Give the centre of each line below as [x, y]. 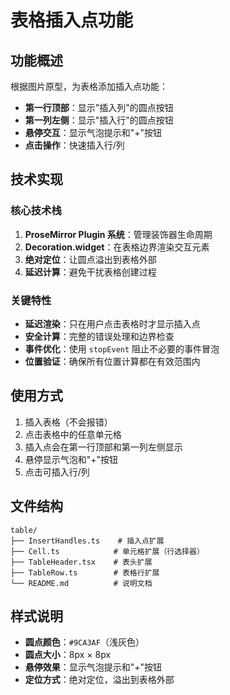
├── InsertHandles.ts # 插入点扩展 [87, 541]
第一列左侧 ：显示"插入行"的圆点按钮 [99, 120]
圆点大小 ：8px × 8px [68, 655]
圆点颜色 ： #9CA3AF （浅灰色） [84, 642]
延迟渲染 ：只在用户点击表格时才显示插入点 [112, 323]
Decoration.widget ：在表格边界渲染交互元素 [117, 247]
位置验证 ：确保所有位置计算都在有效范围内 [112, 361]
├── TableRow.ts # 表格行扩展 [85, 572]
